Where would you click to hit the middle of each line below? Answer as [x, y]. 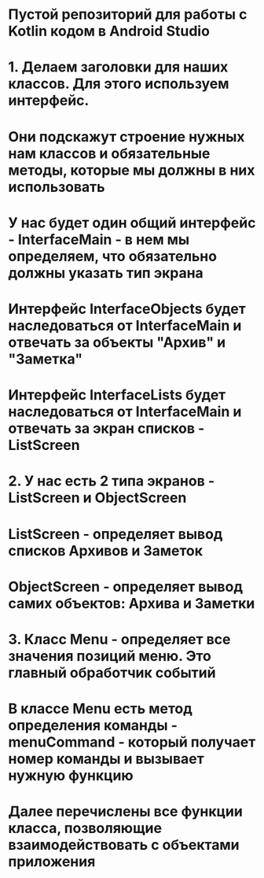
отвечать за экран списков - [106, 428]
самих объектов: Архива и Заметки [132, 603]
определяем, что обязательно [113, 256]
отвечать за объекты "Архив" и [117, 342]
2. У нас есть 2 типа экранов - [112, 481]
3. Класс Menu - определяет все [119, 639]
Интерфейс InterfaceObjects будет [127, 309]
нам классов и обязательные [109, 153]
